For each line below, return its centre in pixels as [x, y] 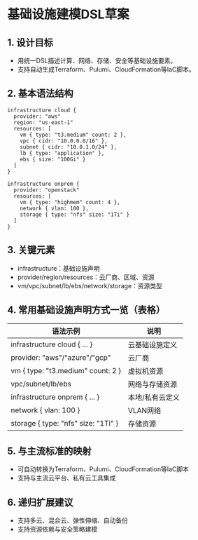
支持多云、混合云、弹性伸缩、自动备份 [72, 520]
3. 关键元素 [31, 250]
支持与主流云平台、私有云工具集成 [66, 478]
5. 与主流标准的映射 [49, 451]
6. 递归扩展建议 [40, 502]
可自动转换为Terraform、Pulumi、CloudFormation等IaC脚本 [103, 469]
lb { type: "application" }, [62, 153]
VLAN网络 [145, 411]
